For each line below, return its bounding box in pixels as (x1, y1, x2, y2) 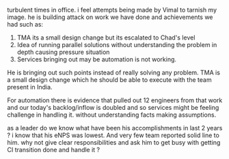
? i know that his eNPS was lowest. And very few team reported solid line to (7, 131, 220, 139)
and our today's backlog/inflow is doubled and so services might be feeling (7, 104, 219, 111)
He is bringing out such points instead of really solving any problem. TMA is (7, 68, 221, 76)
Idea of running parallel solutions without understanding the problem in (16, 41, 217, 48)
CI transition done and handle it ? (7, 146, 100, 154)
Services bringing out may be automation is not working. (16, 55, 176, 63)
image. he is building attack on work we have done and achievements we (7, 13, 213, 21)
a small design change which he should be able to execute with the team (7, 76, 212, 84)
